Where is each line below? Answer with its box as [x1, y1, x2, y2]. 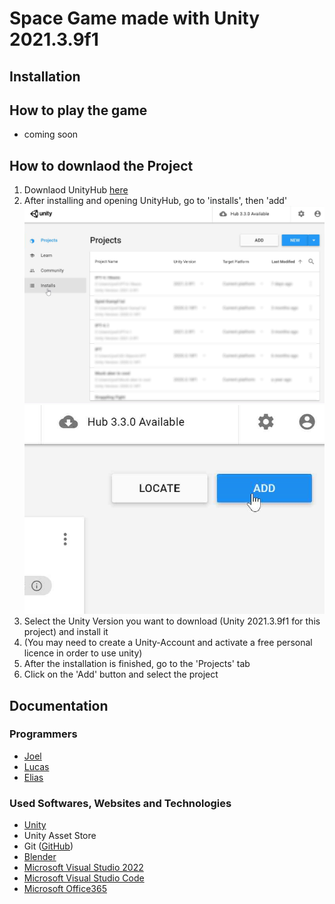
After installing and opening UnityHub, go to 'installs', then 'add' [23, 195, 288, 207]
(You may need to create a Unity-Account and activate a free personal [23, 637, 313, 649]
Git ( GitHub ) [23, 840, 74, 852]
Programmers [9, 727, 78, 741]
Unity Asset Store [23, 830, 97, 842]
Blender [23, 851, 57, 863]
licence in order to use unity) [23, 647, 143, 659]
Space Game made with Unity [9, 7, 261, 30]
